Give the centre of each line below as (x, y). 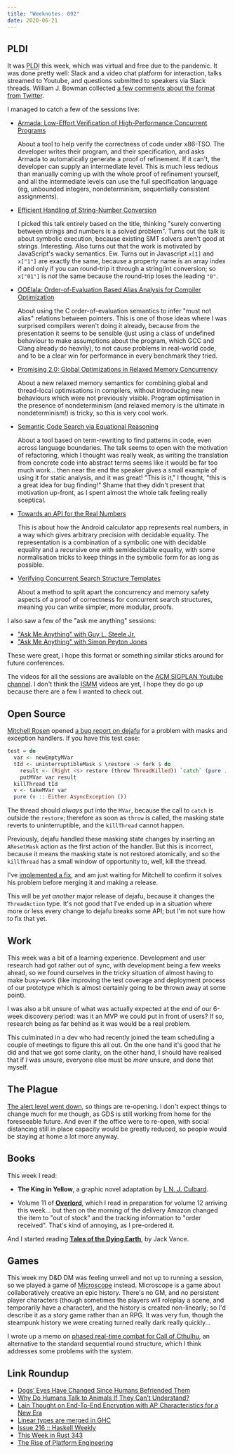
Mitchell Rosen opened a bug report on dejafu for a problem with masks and (117, 731)
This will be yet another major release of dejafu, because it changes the (111, 896)
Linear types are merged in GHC (64, 1420)
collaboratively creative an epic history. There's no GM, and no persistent (113, 1293)
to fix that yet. (27, 919)
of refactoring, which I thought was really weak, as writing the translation (123, 456)
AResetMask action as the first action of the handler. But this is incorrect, (110, 846)
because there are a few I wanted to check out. (75, 691)
